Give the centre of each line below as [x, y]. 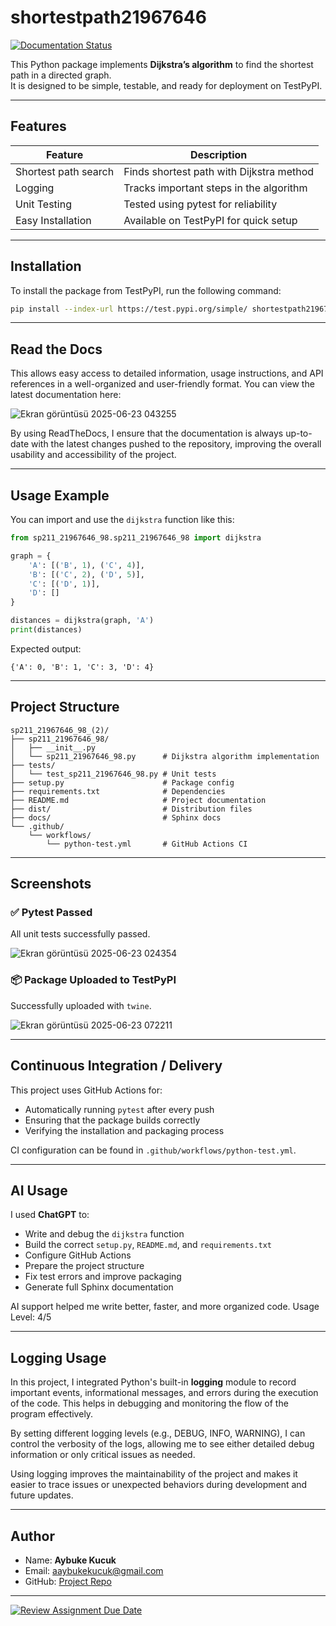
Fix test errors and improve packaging [103, 1277]
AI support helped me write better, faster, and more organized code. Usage [165, 1307]
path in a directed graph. [61, 75]
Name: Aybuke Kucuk [70, 1560]
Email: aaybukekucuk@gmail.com [94, 1570]
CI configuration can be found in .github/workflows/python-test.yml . [153, 1150]
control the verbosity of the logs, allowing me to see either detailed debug [162, 1444]
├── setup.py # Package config [122, 782]
